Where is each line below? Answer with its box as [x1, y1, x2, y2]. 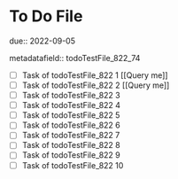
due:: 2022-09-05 [9, 35, 75, 46]
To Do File [9, 6, 83, 27]
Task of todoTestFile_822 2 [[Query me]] [21, 80, 170, 90]
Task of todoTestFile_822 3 [21, 90, 121, 101]
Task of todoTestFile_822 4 [21, 100, 121, 111]
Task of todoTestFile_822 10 [21, 160, 124, 170]
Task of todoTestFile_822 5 [21, 110, 120, 121]
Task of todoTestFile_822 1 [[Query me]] [21, 69, 168, 81]
